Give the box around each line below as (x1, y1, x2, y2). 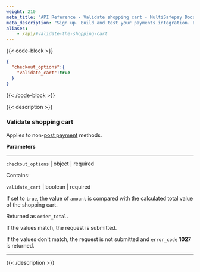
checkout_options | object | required (6, 160, 94, 167)
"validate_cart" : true (17, 70, 70, 76)
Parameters (6, 143, 36, 150)
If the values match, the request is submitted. (6, 224, 117, 231)
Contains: (6, 171, 30, 179)
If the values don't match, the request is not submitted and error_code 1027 (6, 236, 192, 243)
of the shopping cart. (6, 201, 58, 208)
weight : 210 (6, 8, 36, 15)
